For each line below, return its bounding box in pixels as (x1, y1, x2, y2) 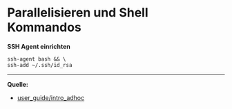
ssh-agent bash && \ (7, 55, 67, 63)
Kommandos (7, 19, 81, 35)
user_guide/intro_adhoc (17, 93, 85, 101)
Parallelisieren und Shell (7, 5, 148, 21)
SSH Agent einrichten (7, 42, 70, 50)
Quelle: (7, 80, 29, 88)
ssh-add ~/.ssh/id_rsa (7, 61, 72, 68)
